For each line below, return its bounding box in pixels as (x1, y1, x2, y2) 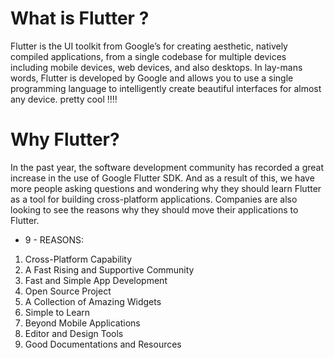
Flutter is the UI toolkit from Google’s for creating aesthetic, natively (10, 40, 288, 52)
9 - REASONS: (24, 233, 85, 246)
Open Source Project (24, 285, 112, 297)
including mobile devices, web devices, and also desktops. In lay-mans (10, 61, 303, 73)
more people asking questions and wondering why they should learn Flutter (10, 182, 322, 194)
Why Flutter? (10, 128, 120, 151)
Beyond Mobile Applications (24, 317, 141, 329)
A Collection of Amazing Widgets (24, 295, 162, 307)
